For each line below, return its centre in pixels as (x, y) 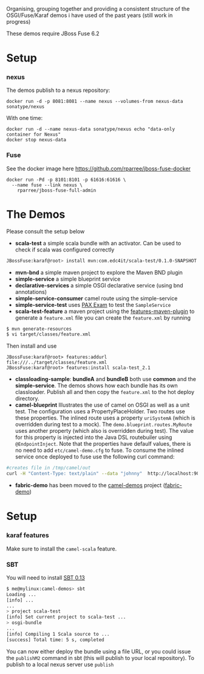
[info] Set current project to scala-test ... (66, 617)
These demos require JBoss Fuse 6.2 (53, 33)
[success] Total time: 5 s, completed (55, 640)
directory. (27, 399)
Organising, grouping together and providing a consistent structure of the (98, 9)
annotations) (31, 292)
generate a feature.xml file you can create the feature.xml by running (103, 318)
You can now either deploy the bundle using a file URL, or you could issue (99, 651)
